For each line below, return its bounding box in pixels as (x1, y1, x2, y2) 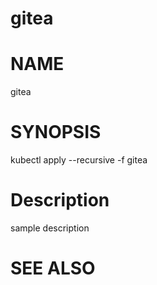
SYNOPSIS (10, 121, 102, 144)
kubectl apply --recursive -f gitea (10, 154, 148, 166)
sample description (10, 222, 90, 234)
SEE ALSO (10, 257, 96, 280)
